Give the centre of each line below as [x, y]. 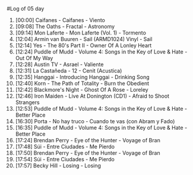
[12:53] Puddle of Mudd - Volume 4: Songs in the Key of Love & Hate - [101, 109]
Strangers [28, 102]
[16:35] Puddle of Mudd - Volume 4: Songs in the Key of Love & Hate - [101, 128]
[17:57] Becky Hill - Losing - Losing [58, 165]
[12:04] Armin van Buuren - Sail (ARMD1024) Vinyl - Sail [84, 39]
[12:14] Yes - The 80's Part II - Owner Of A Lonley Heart [83, 45]
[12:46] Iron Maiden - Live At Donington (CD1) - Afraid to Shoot [92, 96]
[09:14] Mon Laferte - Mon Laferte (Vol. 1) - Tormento [80, 33]
